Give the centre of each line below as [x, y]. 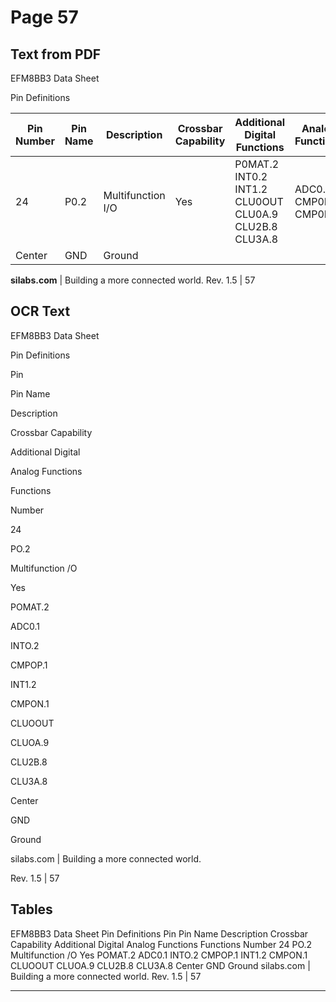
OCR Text [40, 311]
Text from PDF [56, 54]
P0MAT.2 [257, 164]
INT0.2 [251, 176]
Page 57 [44, 17]
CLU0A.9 [256, 214]
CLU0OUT [259, 201]
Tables [31, 909]
